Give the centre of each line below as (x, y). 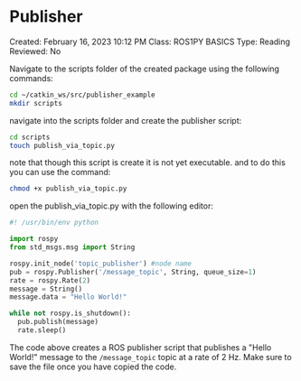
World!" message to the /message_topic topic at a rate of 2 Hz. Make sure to (150, 357)
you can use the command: (60, 172)
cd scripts (30, 137)
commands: (32, 78)
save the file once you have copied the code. (93, 367)
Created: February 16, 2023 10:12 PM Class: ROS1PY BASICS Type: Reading (150, 42)
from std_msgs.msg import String (72, 247)
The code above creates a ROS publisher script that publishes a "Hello (141, 347)
